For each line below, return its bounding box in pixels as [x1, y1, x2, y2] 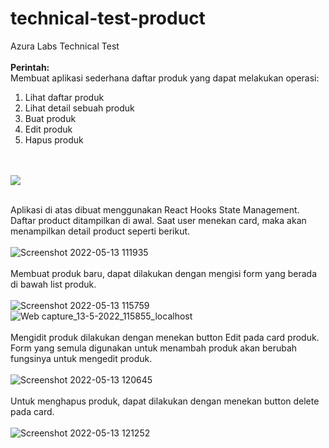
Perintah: [10, 61, 50, 73]
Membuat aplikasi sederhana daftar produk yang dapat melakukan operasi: [10, 72, 320, 84]
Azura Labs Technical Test [10, 40, 120, 52]
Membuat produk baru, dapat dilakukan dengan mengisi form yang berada [10, 267, 317, 279]
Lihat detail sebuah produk [24, 102, 135, 114]
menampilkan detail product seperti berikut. [10, 225, 191, 237]
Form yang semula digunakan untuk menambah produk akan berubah [10, 342, 298, 354]
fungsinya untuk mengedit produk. [10, 352, 153, 364]
